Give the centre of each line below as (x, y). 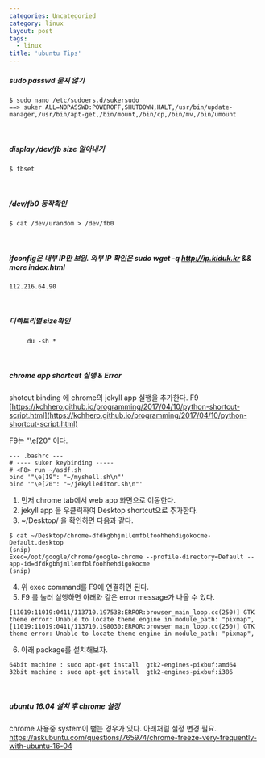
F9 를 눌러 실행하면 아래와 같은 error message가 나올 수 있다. (118, 597)
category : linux (36, 23)
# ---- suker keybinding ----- (62, 463)
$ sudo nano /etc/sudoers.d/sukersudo (74, 100)
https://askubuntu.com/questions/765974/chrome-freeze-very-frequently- (133, 737)
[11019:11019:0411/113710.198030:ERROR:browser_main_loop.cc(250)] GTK (132, 626)
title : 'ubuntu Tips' (46, 53)
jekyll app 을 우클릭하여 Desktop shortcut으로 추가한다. (109, 510)
